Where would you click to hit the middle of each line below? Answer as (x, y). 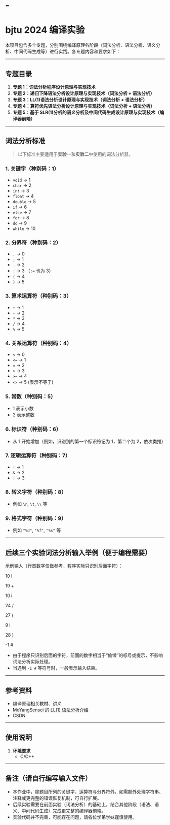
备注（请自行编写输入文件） (49, 779)
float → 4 (23, 196)
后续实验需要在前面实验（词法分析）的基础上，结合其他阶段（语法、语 (86, 804)
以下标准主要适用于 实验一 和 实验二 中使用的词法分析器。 (75, 154)
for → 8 (21, 218)
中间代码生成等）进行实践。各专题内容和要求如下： (67, 52)
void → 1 (22, 180)
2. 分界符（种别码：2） (33, 242)
